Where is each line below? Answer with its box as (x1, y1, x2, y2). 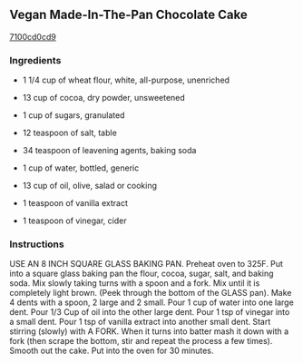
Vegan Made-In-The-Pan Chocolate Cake (9, 7, 248, 23)
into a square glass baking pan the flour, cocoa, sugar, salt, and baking (9, 268, 274, 280)
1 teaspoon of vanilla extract (22, 198, 129, 209)
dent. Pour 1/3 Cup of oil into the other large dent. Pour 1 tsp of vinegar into (9, 307, 290, 318)
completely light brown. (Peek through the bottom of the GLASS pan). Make (9, 288, 292, 299)
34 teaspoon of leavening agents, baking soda (22, 145, 197, 156)
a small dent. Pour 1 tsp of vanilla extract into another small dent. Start (9, 317, 271, 328)
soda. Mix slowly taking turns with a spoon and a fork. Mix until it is (9, 278, 260, 289)
